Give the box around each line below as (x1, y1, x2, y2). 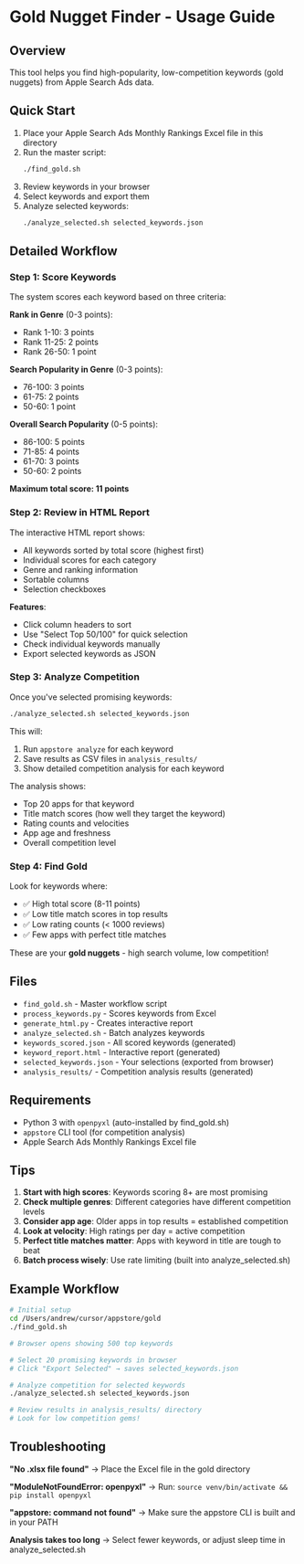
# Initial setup (9, 1305, 71, 1315)
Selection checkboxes (22, 583, 107, 595)
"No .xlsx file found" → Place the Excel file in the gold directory (9, 1464, 251, 1474)
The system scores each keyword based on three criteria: (9, 291, 226, 302)
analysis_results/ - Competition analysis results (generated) (22, 1066, 254, 1077)
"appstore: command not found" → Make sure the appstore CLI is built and (9, 1506, 296, 1517)
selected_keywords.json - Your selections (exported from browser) (22, 1056, 274, 1067)
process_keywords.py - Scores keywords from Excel (22, 1008, 216, 1019)
